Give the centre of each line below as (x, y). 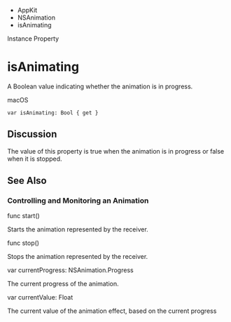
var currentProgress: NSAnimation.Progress (71, 270)
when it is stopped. (35, 159)
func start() (23, 216)
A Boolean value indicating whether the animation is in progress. (100, 86)
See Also (27, 181)
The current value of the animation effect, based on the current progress (112, 311)
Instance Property (33, 39)
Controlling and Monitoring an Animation (78, 201)
